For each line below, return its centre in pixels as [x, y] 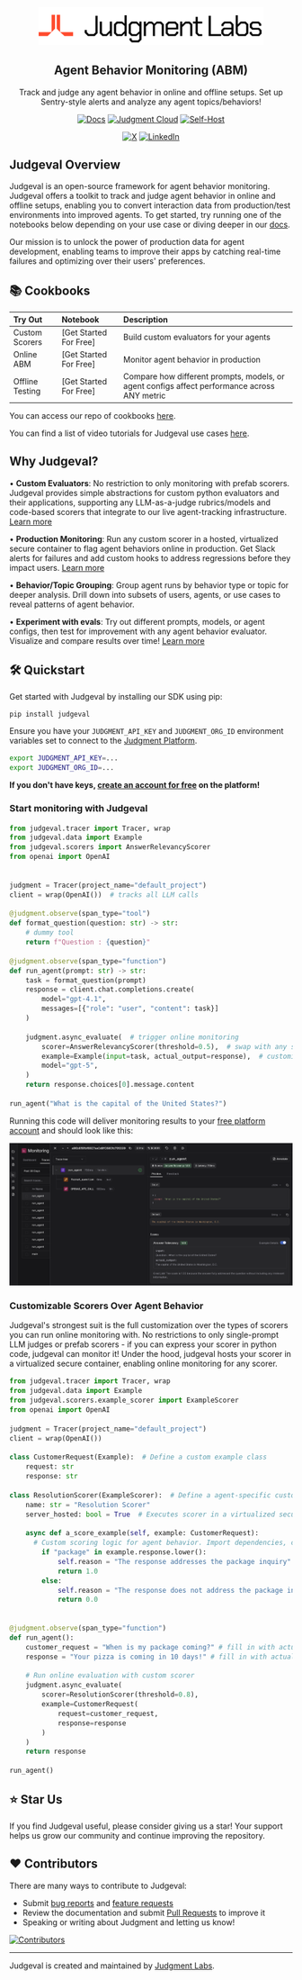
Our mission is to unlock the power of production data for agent [127, 242]
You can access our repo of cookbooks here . [93, 415]
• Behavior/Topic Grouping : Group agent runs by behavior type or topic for [149, 585]
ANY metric [144, 396]
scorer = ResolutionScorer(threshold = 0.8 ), [120, 1695]
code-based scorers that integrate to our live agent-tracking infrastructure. [148, 511]
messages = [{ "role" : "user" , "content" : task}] [130, 1009]
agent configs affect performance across [199, 386]
